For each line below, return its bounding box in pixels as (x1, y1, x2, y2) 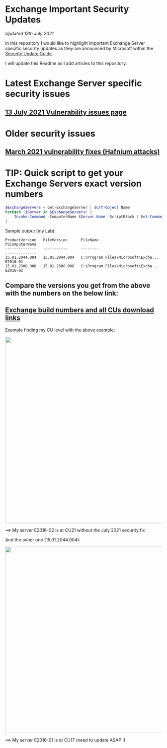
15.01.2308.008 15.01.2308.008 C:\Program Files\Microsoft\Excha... (5, 263, 159, 269)
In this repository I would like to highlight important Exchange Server (5, 40, 145, 46)
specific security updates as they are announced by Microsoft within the (5, 45, 154, 51)
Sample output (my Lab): (5, 227, 56, 234)
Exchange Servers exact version (5, 178, 142, 189)
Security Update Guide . (5, 51, 53, 57)
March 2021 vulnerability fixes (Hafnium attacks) (5, 148, 160, 156)
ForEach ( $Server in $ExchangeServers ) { (5, 210, 92, 215)
